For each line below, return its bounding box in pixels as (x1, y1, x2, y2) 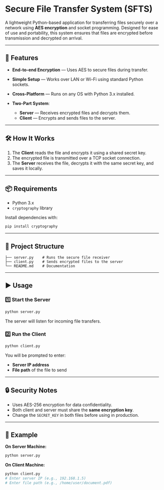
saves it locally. (12, 165, 43, 171)
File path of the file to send (12, 367, 67, 373)
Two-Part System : (12, 100, 50, 106)
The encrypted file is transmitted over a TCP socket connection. (12, 155, 141, 161)
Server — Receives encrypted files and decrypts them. (19, 110, 131, 116)
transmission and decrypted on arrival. (5, 35, 83, 41)
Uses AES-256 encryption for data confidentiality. (12, 402, 112, 408)
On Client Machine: (5, 462, 45, 468)
